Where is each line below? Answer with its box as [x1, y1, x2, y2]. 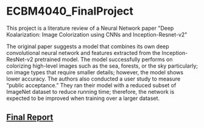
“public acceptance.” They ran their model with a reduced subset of [6, 81, 177, 89]
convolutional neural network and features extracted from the [6, 49, 161, 56]
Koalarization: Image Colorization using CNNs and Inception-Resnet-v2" [6, 30, 188, 38]
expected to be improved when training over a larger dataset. [6, 94, 160, 102]
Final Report [6, 112, 54, 123]
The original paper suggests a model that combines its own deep [6, 43, 169, 50]
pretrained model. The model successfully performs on [34, 55, 173, 63]
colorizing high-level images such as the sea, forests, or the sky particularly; [6, 62, 198, 69]
